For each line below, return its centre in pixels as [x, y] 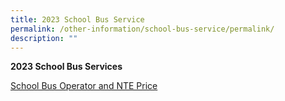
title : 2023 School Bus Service [77, 19]
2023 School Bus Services [66, 67]
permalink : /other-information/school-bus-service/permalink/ [142, 29]
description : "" [44, 38]
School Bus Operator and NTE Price [84, 86]
